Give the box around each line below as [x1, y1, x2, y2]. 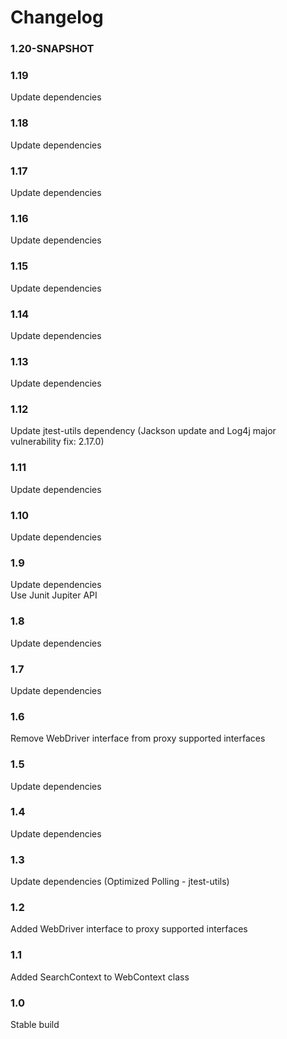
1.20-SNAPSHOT [10, 42, 95, 56]
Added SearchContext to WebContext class [10, 971, 190, 983]
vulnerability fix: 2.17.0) [10, 436, 105, 448]
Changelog [10, 6, 104, 29]
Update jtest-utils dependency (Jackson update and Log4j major [10, 425, 277, 437]
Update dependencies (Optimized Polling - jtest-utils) [10, 876, 230, 888]
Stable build [10, 1019, 60, 1031]
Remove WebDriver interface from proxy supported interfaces [10, 732, 266, 745]
